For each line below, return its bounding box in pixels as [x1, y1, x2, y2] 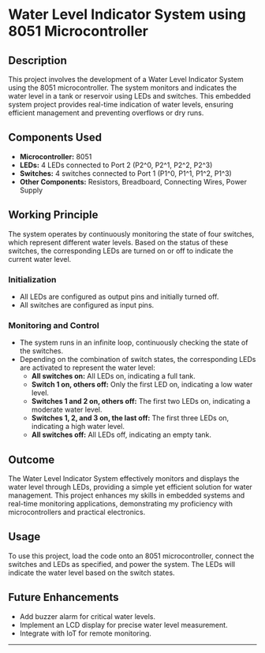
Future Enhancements [8, 591, 120, 604]
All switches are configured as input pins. [19, 300, 155, 309]
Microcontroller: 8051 [19, 151, 92, 161]
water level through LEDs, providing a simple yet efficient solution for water [8, 483, 252, 492]
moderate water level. [31, 405, 103, 415]
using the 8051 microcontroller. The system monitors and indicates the [8, 83, 237, 92]
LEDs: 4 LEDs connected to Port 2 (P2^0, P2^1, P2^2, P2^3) [19, 160, 213, 170]
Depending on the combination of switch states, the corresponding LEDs [19, 355, 256, 364]
